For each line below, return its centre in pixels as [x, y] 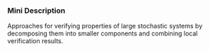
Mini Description [36, 11]
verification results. [35, 41]
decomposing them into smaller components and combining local [103, 33]
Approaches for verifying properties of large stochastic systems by [105, 26]
